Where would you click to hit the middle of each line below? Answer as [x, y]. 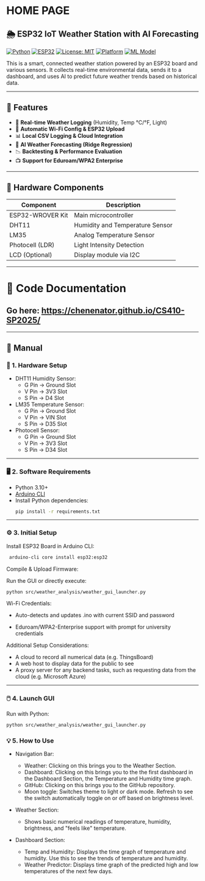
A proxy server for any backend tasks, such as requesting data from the [106, 670]
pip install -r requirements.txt [58, 512]
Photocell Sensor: [37, 430]
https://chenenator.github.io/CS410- [113, 311]
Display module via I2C [107, 255]
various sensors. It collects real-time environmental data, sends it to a [94, 70]
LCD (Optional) [31, 255]
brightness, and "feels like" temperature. [75, 828]
